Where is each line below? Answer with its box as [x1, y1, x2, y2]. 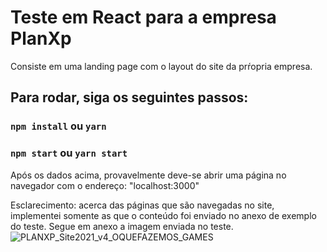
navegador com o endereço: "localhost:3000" [10, 179, 200, 191]
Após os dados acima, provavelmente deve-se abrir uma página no [10, 169, 287, 181]
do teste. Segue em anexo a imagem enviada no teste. [10, 220, 234, 232]
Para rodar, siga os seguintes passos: [10, 89, 249, 106]
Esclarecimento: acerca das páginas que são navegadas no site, [10, 199, 275, 211]
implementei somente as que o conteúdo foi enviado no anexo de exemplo [10, 209, 317, 221]
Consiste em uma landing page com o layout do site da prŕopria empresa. [10, 60, 313, 72]
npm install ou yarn [10, 119, 107, 133]
